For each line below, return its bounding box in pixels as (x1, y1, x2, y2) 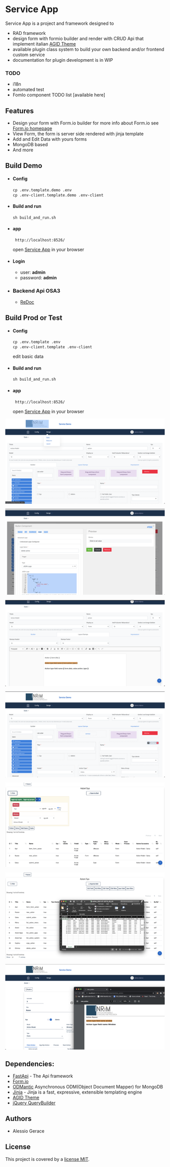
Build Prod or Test (5, 313, 63, 322)
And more (12, 147, 34, 153)
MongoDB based (12, 142, 48, 148)
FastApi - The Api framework (12, 1073, 73, 1079)
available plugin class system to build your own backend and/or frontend (12, 46, 164, 52)
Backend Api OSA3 (12, 287, 61, 295)
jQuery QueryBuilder (12, 1100, 56, 1106)
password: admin (20, 275, 57, 281)
